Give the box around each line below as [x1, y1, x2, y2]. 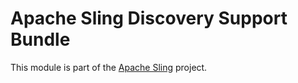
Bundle [10, 28, 71, 51]
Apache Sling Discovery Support [10, 7, 288, 30]
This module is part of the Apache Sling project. [10, 61, 208, 73]
